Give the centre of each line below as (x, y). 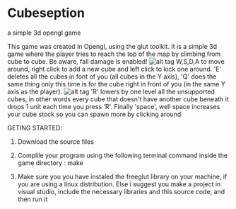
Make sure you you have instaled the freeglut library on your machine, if (122, 176)
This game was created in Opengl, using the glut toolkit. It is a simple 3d (112, 46)
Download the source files (55, 141)
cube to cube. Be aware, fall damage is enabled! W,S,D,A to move (116, 61)
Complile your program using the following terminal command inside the (123, 155)
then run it (33, 199)
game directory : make (50, 163)
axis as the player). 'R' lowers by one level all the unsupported (111, 91)
